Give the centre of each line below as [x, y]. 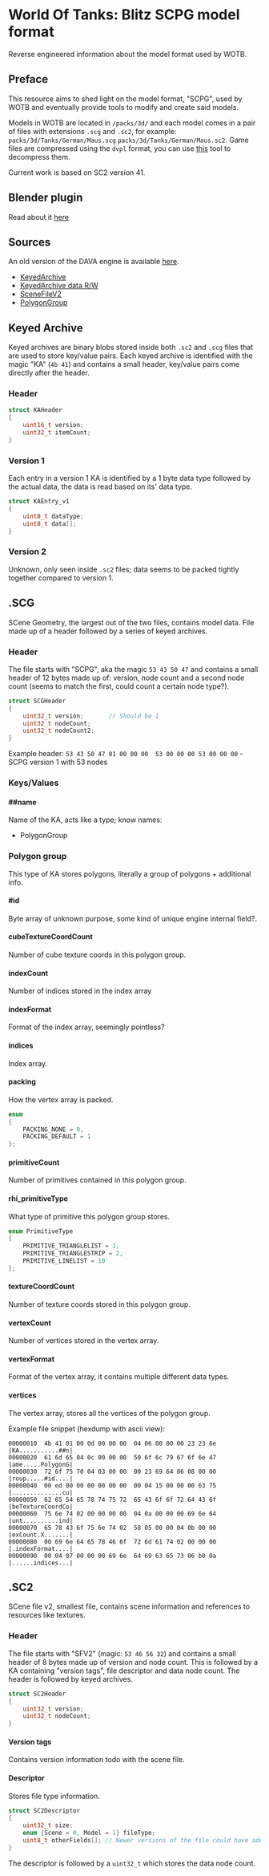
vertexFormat [31, 1359]
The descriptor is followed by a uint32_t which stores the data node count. [132, 1863]
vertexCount [30, 1323]
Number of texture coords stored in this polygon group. [99, 1304]
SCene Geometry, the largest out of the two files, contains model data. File [131, 622]
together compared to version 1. [61, 578]
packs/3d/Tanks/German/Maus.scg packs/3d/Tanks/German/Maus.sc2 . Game [129, 140]
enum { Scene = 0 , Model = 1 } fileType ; [89, 1833]
